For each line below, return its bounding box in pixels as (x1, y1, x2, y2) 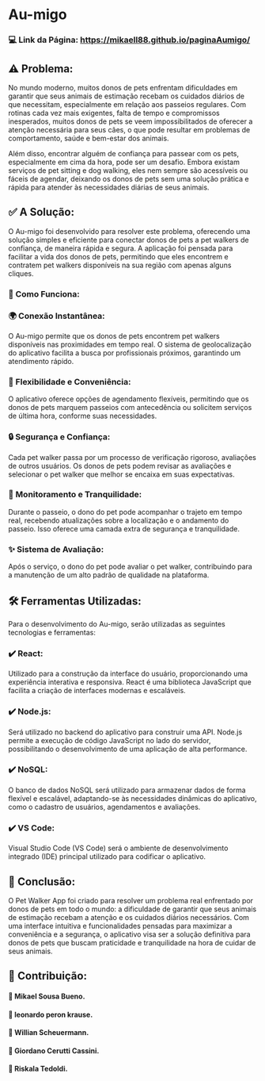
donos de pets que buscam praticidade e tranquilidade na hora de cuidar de (8, 937, 256, 947)
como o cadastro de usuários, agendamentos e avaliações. (8, 802, 201, 811)
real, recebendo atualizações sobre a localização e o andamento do (8, 516, 229, 525)
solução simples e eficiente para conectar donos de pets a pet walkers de (8, 235, 249, 244)
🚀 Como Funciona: (8, 288, 81, 299)
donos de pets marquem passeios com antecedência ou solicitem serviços (8, 403, 252, 412)
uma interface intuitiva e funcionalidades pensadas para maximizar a (8, 921, 233, 930)
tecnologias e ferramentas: (8, 627, 97, 637)
